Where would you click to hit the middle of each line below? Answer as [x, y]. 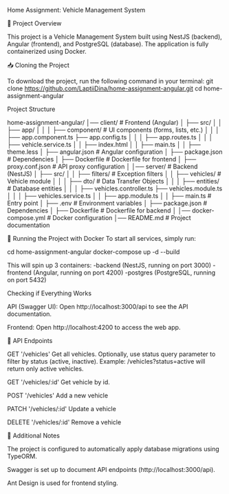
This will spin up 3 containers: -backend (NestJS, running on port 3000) [109, 265]
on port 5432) [27, 280]
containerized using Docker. [47, 51]
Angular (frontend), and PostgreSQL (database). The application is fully [108, 44]
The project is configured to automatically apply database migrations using [113, 449]
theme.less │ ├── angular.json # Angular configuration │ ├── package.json [115, 152]
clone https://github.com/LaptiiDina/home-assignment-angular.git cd [105, 88]
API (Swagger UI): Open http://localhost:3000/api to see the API [98, 307]
